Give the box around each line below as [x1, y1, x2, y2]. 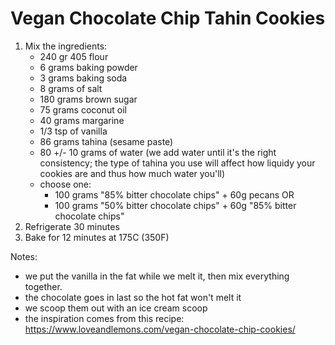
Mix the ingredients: [24, 40, 108, 52]
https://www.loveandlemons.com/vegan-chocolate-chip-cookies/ [24, 323, 296, 335]
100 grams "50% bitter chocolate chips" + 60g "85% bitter [54, 199, 297, 211]
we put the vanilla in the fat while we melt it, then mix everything [24, 270, 290, 282]
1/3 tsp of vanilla [39, 125, 108, 137]
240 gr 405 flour [39, 50, 109, 62]
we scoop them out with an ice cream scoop [24, 302, 208, 314]
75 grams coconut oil [39, 103, 127, 116]
